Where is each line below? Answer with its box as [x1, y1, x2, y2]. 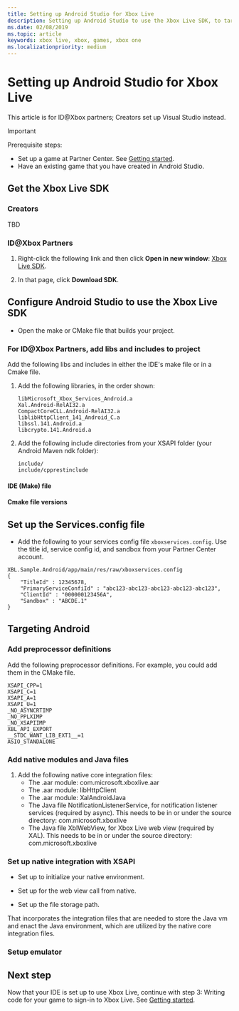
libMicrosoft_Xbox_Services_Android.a [17, 395, 133, 403]
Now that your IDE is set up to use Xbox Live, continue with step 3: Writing [7, 988, 225, 997]
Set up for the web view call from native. [17, 886, 137, 895]
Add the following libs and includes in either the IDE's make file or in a [7, 361, 212, 369]
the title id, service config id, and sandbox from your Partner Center [17, 545, 217, 554]
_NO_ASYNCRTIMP [7, 707, 53, 714]
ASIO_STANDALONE [7, 738, 55, 745]
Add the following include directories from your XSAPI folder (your [17, 439, 212, 447]
